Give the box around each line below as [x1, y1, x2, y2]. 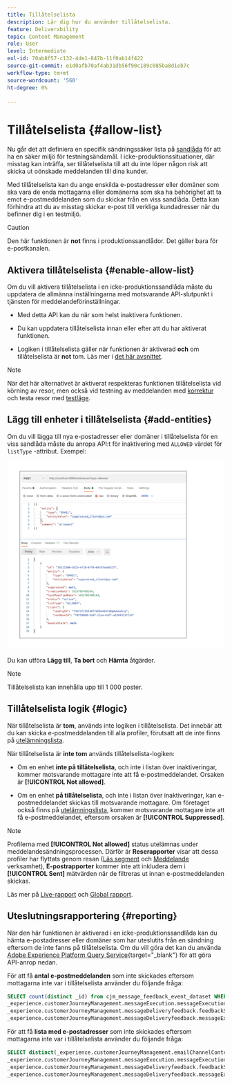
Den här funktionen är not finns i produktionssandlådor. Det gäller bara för [7, 237, 219, 245]
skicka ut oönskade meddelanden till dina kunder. [7, 167, 148, 176]
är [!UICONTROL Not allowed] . [17, 778, 106, 786]
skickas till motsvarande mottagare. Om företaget [68, 798, 209, 807]
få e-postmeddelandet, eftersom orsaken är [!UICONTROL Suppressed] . [17, 813, 225, 821]
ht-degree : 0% [7, 84, 48, 91]
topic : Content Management [7, 33, 85, 40]
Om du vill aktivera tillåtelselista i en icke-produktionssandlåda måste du [7, 283, 213, 291]
